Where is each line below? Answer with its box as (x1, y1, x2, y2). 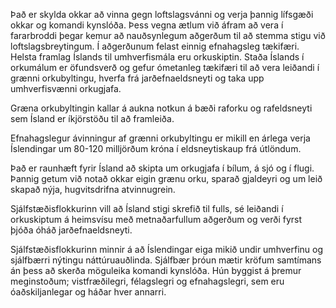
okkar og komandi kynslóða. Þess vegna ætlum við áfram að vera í (10, 19, 284, 31)
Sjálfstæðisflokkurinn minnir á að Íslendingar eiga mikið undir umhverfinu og (10, 244, 323, 255)
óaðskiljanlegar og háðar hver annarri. (10, 286, 167, 298)
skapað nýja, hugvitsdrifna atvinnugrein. (10, 184, 176, 195)
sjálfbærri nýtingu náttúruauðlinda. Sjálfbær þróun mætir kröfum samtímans (10, 254, 322, 266)
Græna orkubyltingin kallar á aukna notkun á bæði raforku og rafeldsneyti (10, 102, 313, 114)
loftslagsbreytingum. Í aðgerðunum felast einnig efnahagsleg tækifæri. (10, 40, 300, 52)
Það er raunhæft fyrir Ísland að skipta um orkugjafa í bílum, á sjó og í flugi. (10, 162, 315, 174)
